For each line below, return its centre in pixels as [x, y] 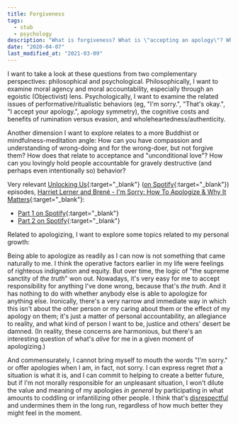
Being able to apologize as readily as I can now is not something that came [116, 256]
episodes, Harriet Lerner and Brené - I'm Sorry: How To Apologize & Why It [117, 192]
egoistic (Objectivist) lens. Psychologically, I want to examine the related [113, 96]
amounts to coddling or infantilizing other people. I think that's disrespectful [118, 398]
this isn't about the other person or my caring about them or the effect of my [119, 308]
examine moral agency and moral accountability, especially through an [110, 89]
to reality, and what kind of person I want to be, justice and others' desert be [119, 323]
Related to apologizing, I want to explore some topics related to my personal [118, 234]
